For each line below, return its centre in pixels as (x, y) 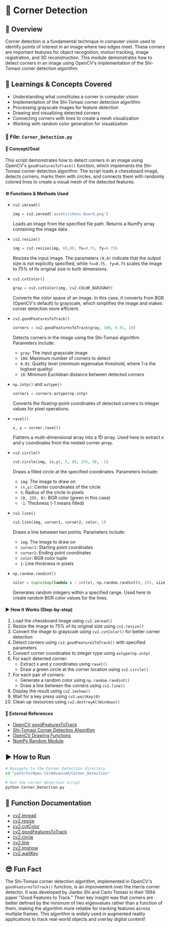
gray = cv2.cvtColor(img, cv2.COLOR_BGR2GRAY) (63, 288)
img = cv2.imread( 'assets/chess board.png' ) (60, 214)
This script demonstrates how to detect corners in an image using (74, 160)
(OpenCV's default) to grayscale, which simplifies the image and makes (87, 303)
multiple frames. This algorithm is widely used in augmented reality (75, 914)
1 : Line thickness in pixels (47, 563)
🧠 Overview (24, 29)
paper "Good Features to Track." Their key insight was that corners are (79, 898)
